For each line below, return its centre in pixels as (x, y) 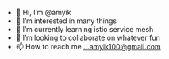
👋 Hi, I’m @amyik (43, 12)
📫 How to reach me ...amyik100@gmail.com (88, 47)
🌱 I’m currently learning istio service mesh (84, 29)
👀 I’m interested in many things (66, 21)
